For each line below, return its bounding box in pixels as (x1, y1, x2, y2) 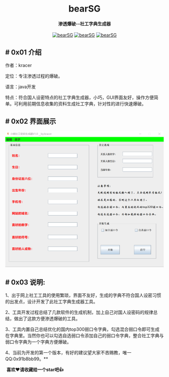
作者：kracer (5, 62, 32, 69)
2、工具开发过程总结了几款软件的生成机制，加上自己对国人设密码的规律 (5, 309, 153, 316)
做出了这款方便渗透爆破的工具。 (14, 316, 80, 322)
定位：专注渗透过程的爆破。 (5, 73, 63, 79)
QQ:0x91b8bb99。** (5, 356, 49, 362)
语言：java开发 (5, 84, 36, 90)
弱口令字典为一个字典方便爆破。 (5, 339, 71, 345)
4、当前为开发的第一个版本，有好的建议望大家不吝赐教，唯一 (5, 350, 132, 356)
